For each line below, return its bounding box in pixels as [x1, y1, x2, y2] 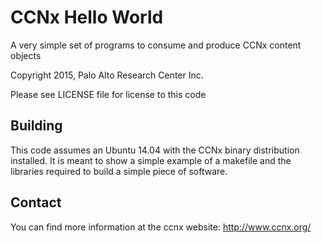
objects [10, 49, 42, 61]
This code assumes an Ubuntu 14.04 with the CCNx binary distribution [10, 144, 300, 156]
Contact [10, 194, 62, 211]
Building [10, 117, 63, 135]
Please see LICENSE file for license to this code [10, 88, 207, 100]
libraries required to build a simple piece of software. [10, 165, 228, 177]
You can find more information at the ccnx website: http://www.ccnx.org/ [10, 221, 312, 233]
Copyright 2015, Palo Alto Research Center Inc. [10, 69, 204, 81]
